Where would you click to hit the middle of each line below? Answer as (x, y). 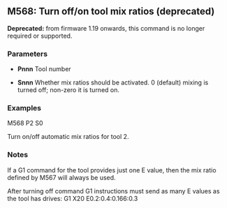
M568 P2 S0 (25, 123)
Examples (24, 108)
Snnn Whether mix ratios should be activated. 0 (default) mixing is (113, 82)
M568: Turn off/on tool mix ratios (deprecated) (111, 12)
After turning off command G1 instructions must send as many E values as (113, 191)
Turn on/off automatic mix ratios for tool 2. (68, 137)
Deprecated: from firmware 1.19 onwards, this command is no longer (106, 28)
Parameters (27, 54)
